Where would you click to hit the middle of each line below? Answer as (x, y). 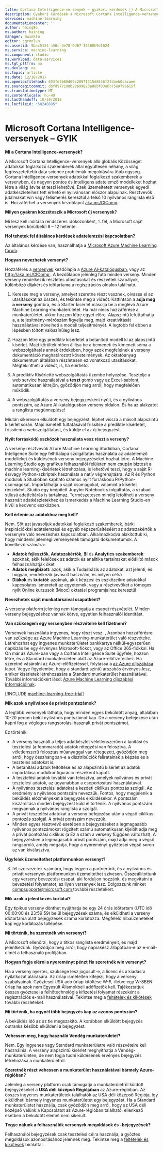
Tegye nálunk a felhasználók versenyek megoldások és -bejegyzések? (78, 1125)
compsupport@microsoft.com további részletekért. (63, 889)
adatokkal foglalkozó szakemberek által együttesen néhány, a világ (72, 166)
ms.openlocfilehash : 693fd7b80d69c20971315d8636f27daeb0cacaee (70, 81)
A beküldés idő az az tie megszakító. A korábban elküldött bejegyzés (74, 1021)
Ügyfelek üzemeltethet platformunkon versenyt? (55, 859)
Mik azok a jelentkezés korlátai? (38, 898)
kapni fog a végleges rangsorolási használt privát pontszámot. (67, 723)
